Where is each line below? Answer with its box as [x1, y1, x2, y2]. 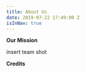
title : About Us [6, 8, 47, 15]
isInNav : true [6, 20, 42, 26]
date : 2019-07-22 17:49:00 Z [6, 15, 80, 21]
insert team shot [6, 48, 47, 56]
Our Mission [6, 37, 38, 44]
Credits [6, 60, 25, 67]
